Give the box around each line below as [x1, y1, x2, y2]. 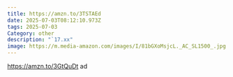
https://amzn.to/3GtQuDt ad [7, 62, 88, 70]
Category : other [7, 29, 54, 37]
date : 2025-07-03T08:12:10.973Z [7, 17, 101, 24]
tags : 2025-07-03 [7, 23, 58, 30]
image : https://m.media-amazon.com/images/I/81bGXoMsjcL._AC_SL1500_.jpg [7, 43, 227, 50]
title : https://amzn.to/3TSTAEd [7, 10, 101, 17]
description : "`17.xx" [7, 36, 73, 43]
